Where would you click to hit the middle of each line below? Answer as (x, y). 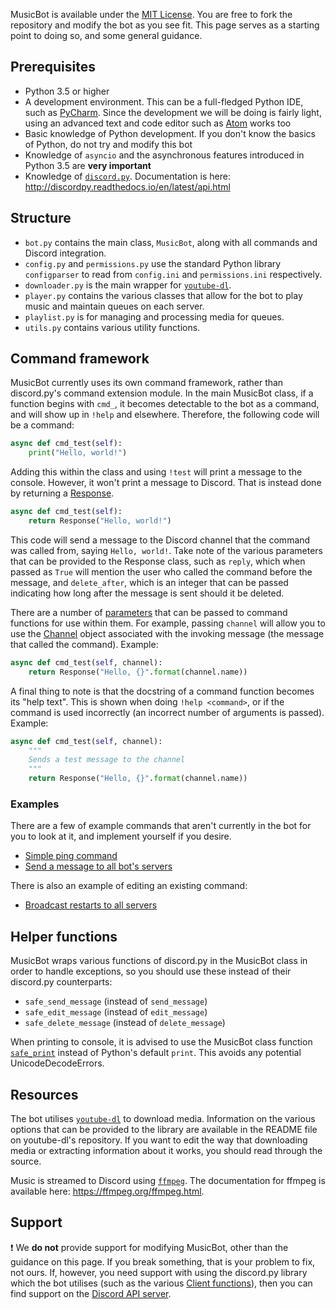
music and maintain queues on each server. (114, 306)
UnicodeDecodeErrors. (57, 1063)
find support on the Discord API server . (91, 1293)
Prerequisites (53, 67)
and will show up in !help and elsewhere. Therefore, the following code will (165, 415)
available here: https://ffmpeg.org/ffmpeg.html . (107, 1191)
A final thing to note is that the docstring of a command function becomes (162, 691)
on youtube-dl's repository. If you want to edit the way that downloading (159, 1140)
